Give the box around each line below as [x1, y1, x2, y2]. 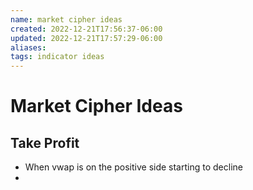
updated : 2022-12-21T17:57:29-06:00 [10, 33, 163, 43]
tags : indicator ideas [10, 52, 105, 62]
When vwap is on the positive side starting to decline [24, 161, 243, 173]
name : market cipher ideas [10, 14, 123, 25]
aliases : [10, 42, 47, 53]
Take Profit [10, 134, 80, 151]
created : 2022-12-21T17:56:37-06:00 [10, 24, 163, 34]
